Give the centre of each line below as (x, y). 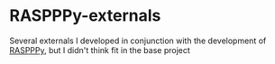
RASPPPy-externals (85, 16)
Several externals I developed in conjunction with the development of (138, 41)
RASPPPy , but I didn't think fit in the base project (100, 50)
